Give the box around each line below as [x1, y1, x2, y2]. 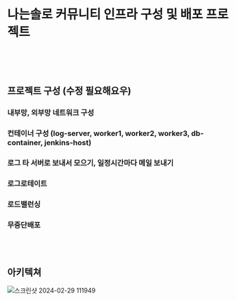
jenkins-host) [44, 138, 92, 148]
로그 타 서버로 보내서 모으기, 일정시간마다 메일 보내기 [7, 158, 174, 168]
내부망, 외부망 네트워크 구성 [7, 108, 95, 118]
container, [7, 138, 44, 148]
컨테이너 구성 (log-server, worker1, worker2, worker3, [7, 128, 190, 138]
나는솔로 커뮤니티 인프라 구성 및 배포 [7, 6, 204, 23]
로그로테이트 [7, 179, 48, 189]
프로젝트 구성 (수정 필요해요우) [7, 85, 131, 97]
